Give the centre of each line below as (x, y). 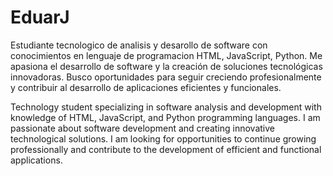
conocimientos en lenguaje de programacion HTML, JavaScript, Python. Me (166, 55)
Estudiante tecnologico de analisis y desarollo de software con (139, 45)
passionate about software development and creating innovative (143, 128)
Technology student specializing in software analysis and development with (166, 107)
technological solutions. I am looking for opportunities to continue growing (163, 138)
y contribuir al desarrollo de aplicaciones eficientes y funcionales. (146, 87)
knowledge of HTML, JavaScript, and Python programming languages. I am (165, 117)
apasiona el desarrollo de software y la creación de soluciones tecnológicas (166, 66)
